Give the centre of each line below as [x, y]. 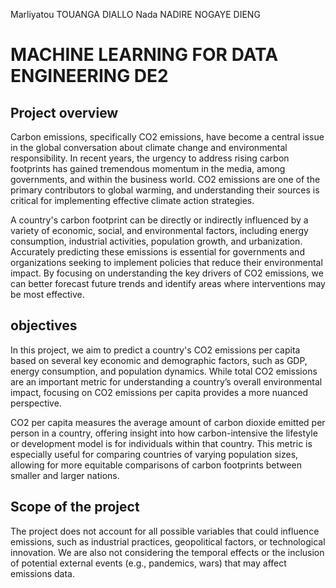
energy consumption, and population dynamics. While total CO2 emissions [164, 371]
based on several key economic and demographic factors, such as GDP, [159, 360]
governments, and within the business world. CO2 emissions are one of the [165, 179]
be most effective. [47, 294]
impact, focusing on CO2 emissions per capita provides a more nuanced [159, 392]
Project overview [64, 112]
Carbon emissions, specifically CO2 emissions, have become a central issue [167, 137]
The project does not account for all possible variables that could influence [165, 531]
